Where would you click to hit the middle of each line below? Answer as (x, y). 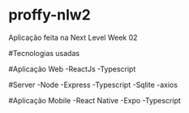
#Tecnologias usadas (44, 53)
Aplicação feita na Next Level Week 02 (73, 37)
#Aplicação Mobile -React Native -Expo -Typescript (94, 100)
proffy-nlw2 (49, 15)
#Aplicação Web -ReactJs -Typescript (72, 69)
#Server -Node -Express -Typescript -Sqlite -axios (93, 85)
